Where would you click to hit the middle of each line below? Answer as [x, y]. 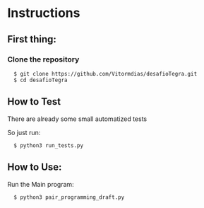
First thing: [32, 39]
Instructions [44, 13]
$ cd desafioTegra [41, 80]
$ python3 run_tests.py [48, 145]
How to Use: [35, 167]
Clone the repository [43, 59]
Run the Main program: [41, 184]
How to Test [34, 102]
